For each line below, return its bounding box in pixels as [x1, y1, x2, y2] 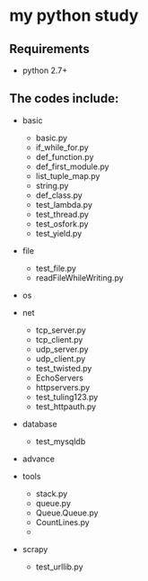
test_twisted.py [35, 362, 92, 373]
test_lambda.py [35, 199, 92, 210]
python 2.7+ [22, 65, 68, 76]
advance [22, 453, 56, 464]
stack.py [35, 487, 68, 499]
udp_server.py [35, 344, 89, 354]
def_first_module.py [35, 161, 109, 172]
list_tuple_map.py [35, 170, 100, 181]
